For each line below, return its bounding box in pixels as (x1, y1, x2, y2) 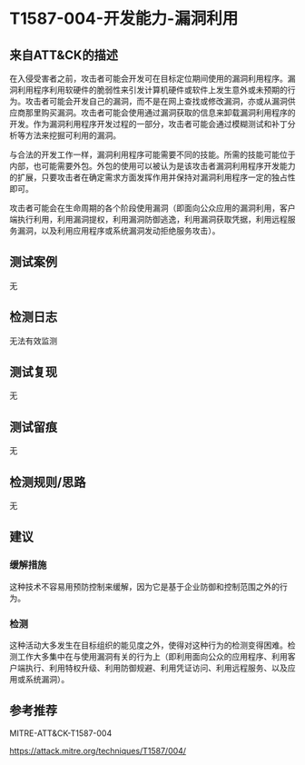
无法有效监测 (9, 335, 57, 346)
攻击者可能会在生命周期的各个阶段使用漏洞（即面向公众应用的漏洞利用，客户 (9, 203, 296, 214)
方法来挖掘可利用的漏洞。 (25, 130, 121, 141)
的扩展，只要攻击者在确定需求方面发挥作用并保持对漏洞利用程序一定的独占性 (9, 172, 296, 183)
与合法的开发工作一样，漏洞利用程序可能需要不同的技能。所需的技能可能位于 (9, 149, 296, 160)
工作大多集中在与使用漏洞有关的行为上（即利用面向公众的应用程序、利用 (16, 651, 288, 662)
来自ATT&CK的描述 (9, 47, 118, 63)
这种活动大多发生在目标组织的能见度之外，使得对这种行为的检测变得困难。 (9, 640, 288, 651)
